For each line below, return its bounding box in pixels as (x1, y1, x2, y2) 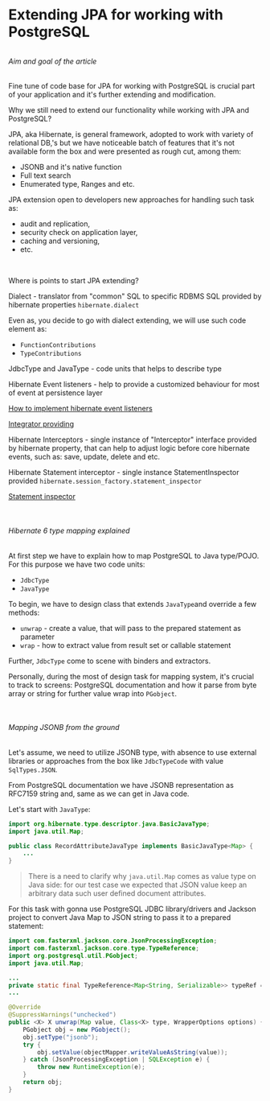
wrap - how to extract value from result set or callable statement (19, 640, 231, 649)
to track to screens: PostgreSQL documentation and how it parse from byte (8, 680, 257, 690)
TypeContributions (19, 350, 82, 358)
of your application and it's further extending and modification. (8, 90, 216, 100)
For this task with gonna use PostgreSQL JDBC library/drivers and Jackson (8, 904, 257, 914)
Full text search (19, 171, 72, 180)
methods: (8, 608, 40, 617)
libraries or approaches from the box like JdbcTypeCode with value (8, 756, 223, 765)
